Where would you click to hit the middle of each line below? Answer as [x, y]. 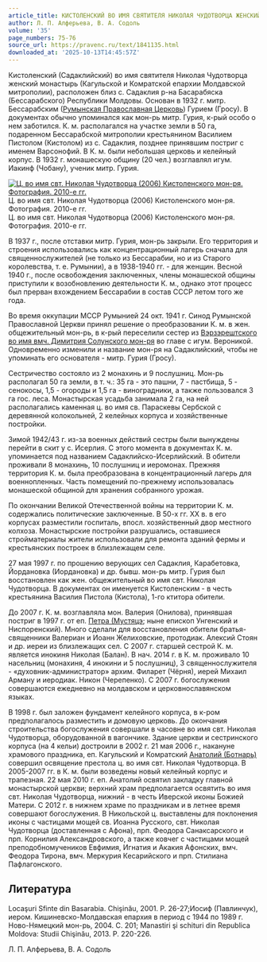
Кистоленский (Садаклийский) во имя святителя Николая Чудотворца [128, 75]
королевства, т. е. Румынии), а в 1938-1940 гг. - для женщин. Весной [125, 266]
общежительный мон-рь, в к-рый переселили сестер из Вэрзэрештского [133, 332]
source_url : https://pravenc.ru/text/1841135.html [94, 45]
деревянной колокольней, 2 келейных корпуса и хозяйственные [118, 415]
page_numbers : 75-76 [43, 38]
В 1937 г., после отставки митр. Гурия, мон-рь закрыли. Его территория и [133, 241]
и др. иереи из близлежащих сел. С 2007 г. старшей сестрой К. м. [121, 646]
